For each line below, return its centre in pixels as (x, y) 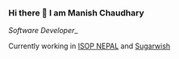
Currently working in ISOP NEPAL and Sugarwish (89, 46)
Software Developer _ (43, 31)
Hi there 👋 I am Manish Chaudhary (77, 13)
